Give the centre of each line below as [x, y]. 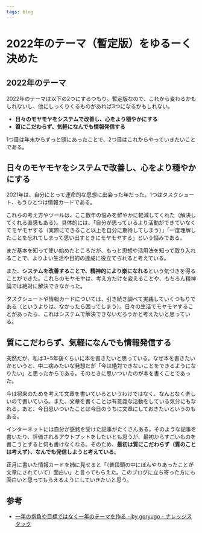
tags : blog [20, 12]
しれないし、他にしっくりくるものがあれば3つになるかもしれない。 [90, 106]
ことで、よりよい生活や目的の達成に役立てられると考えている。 [90, 258]
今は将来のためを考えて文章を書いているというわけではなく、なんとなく [96, 394]
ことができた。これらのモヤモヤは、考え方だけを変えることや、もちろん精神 [101, 279]
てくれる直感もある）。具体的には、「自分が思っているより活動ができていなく [101, 223]
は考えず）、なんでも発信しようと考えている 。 [63, 452]
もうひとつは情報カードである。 [56, 202]
